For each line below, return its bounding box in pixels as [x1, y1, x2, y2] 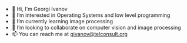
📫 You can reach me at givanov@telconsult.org [11, 31, 128, 37]
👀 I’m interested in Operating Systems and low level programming [11, 12, 171, 19]
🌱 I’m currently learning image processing [11, 18, 113, 24]
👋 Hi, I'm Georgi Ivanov [11, 6, 68, 12]
